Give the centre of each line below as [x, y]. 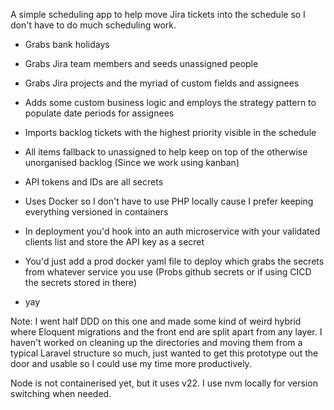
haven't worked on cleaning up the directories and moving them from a [156, 342]
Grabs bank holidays [67, 44]
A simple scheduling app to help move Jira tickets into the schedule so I [158, 14]
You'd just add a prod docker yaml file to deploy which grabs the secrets [174, 261]
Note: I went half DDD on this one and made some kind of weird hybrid [156, 321]
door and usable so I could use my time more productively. [131, 363]
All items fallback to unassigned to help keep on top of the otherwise [166, 152]
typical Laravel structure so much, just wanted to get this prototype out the [164, 353]
